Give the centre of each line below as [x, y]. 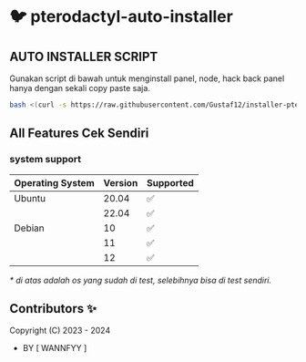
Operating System [54, 182]
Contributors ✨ [53, 309]
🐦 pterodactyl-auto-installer [122, 17]
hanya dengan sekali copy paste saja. [80, 88]
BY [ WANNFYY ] [55, 348]
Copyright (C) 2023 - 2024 [60, 331]
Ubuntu [30, 198]
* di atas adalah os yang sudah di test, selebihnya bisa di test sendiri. [141, 280]
